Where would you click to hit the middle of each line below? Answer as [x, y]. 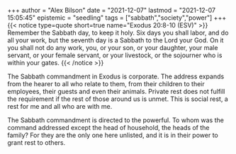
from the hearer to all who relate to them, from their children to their [106, 84]
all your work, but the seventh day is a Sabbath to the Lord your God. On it [116, 40]
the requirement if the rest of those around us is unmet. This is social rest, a [118, 99]
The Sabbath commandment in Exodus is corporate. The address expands [116, 76]
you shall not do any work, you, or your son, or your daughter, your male [113, 48]
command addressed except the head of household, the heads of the [109, 128]
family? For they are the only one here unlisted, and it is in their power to [113, 135]
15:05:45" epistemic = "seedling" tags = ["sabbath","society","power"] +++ [117, 18]
